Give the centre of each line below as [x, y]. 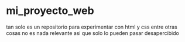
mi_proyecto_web [50, 11]
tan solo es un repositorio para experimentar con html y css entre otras [92, 27]
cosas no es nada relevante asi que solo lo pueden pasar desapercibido [93, 33]
